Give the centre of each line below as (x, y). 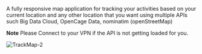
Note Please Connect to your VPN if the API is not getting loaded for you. (97, 33)
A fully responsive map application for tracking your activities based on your (101, 9)
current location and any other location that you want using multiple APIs (97, 15)
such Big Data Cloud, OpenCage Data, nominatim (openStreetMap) (90, 21)
